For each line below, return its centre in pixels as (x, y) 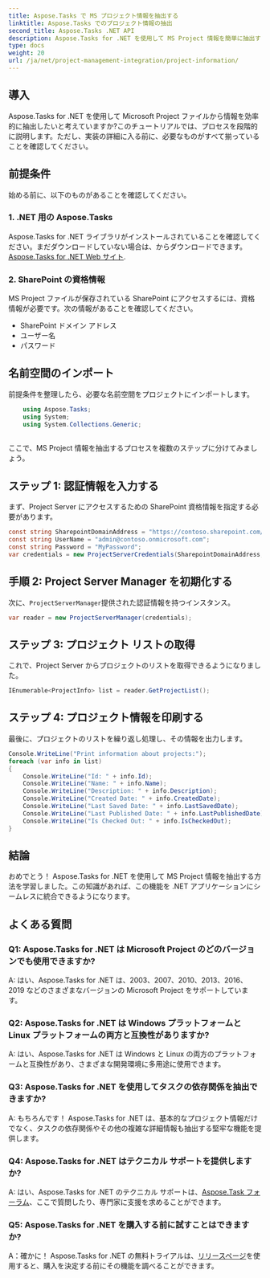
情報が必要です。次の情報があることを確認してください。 (103, 308)
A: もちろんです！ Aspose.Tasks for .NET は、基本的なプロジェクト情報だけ (133, 1118)
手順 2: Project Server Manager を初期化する (121, 582)
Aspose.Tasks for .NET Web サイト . (67, 256)
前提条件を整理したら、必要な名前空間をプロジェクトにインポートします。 (131, 394)
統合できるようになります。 (88, 896)
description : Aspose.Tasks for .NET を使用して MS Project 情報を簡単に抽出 (132, 38)
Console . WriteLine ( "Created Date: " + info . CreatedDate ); (122, 799)
